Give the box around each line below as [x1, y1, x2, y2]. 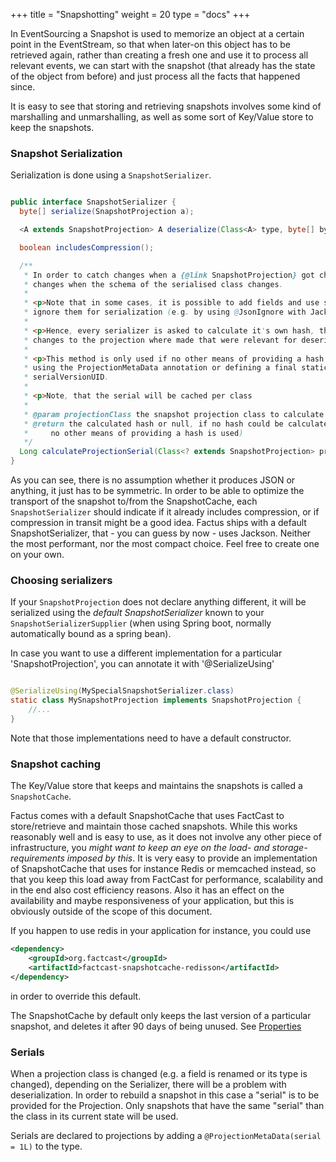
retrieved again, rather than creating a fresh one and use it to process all [10, 49, 309, 61]
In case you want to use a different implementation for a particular [10, 647, 283, 659]
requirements [10, 852, 65, 864]
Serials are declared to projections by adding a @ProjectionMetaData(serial [10, 1129, 322, 1141]
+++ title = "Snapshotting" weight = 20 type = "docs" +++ [10, 9, 251, 20]
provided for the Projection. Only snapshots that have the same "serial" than [10, 1099, 325, 1111]
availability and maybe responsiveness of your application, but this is [10, 895, 295, 907]
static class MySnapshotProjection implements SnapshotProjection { [10, 695, 302, 706]
